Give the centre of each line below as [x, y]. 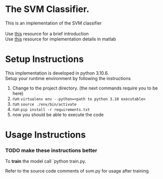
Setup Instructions [44, 59]
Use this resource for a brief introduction [47, 33]
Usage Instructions [46, 135]
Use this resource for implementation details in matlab [61, 39]
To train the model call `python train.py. [46, 161]
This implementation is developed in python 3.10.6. [57, 73]
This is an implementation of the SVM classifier [54, 23]
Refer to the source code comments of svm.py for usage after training [77, 171]
